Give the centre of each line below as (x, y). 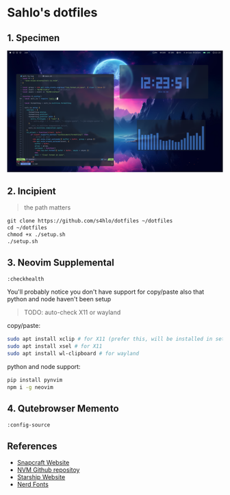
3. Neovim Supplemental (61, 263)
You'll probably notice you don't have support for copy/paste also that (106, 292)
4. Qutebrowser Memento (63, 408)
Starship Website (41, 477)
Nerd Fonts (33, 485)
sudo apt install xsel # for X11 (55, 346)
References (32, 446)
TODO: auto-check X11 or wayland (72, 312)
